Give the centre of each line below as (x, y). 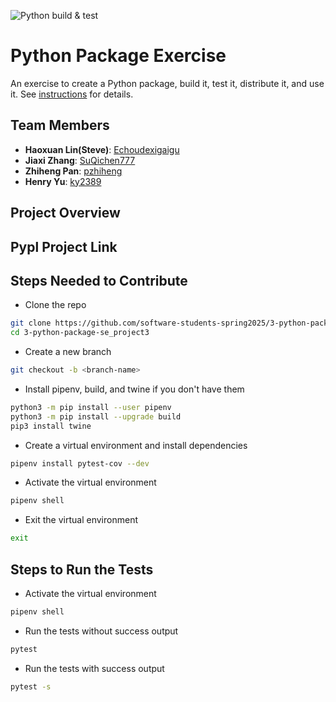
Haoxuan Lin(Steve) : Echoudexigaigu (102, 149)
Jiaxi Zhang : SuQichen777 (80, 160)
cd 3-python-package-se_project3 (80, 333)
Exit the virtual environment (81, 520)
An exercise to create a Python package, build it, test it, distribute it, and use (167, 83)
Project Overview (65, 213)
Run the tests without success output (101, 631)
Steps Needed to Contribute (99, 280)
